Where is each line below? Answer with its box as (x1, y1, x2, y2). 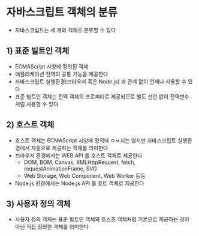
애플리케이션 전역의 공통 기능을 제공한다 (14, 70, 108, 77)
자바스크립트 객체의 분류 (6, 5, 118, 19)
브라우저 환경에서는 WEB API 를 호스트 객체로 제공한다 (14, 151, 143, 159)
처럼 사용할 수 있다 (14, 100, 59, 107)
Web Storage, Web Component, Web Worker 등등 (23, 172, 146, 179)
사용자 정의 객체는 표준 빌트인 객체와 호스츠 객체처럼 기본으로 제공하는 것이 (14, 216, 190, 223)
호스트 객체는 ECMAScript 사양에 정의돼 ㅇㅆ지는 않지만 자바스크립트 (14, 136, 177, 144)
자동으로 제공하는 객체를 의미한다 (31, 144, 108, 151)
